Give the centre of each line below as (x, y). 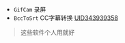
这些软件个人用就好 (47, 32)
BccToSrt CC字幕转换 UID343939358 (66, 18)
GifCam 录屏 (30, 9)
